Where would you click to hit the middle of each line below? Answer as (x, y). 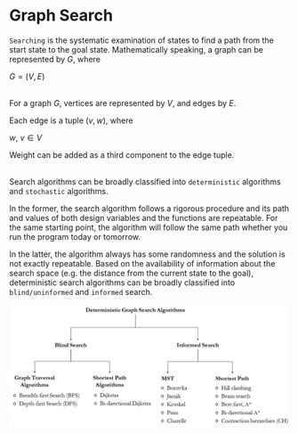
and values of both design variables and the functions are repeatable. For (144, 217)
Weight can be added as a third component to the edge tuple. (122, 155)
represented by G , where (55, 59)
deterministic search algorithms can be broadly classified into (122, 283)
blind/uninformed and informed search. (81, 291)
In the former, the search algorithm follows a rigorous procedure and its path (149, 208)
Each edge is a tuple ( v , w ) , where (71, 120)
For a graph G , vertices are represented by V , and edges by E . (123, 102)
